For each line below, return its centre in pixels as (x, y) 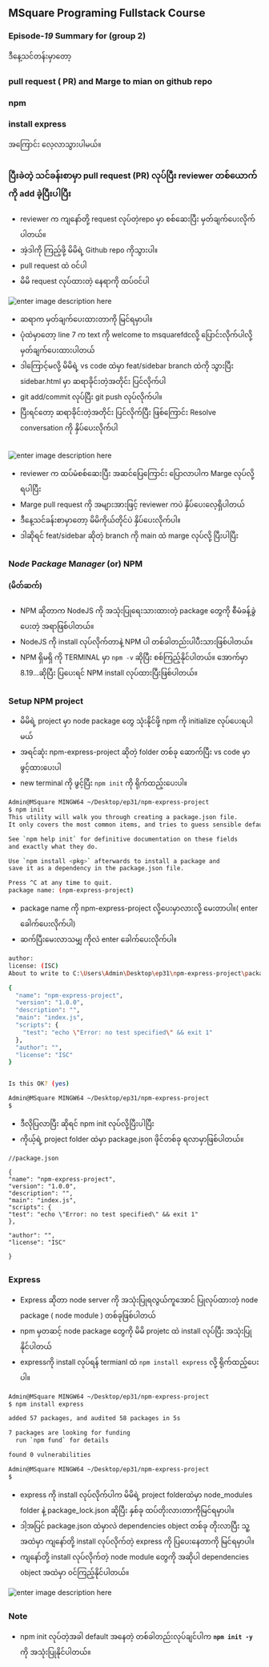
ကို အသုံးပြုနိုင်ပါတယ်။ (55, 1652)
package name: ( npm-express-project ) (71, 890)
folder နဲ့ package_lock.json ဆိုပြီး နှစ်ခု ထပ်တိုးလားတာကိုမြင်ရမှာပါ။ (127, 1510)
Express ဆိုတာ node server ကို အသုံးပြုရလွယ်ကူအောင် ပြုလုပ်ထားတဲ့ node (139, 1300)
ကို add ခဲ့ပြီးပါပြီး (40, 194)
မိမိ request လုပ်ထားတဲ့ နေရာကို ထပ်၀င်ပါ (84, 281)
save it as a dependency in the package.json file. (96, 869)
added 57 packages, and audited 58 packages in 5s (94, 1419)
